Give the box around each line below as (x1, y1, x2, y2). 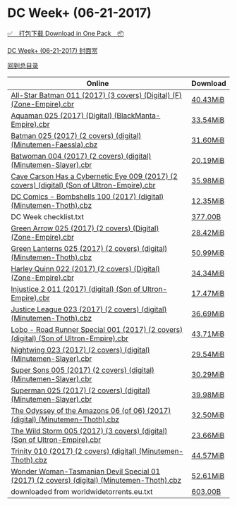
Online (86, 78, 109, 88)
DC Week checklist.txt (11, 211, 85, 221)
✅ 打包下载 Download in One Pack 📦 (7, 29, 125, 37)
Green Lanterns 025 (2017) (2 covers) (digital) (11, 243, 168, 253)
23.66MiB (191, 430, 225, 440)
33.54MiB (191, 115, 225, 125)
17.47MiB (191, 288, 225, 298)
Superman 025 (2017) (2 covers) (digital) (11, 385, 150, 395)
